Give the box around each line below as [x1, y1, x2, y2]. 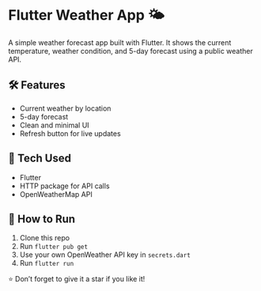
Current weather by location [19, 104, 112, 113]
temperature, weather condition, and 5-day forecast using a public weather [8, 46, 253, 55]
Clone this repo [19, 233, 70, 243]
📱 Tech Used [8, 152, 71, 165]
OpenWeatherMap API [19, 189, 93, 198]
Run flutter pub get [19, 242, 89, 251]
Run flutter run [19, 259, 74, 268]
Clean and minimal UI [19, 120, 89, 130]
